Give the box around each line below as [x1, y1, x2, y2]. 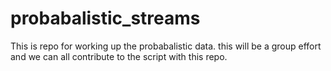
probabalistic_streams [10, 7, 201, 30]
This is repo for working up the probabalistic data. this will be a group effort [10, 40, 322, 52]
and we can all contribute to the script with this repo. [10, 50, 228, 62]
